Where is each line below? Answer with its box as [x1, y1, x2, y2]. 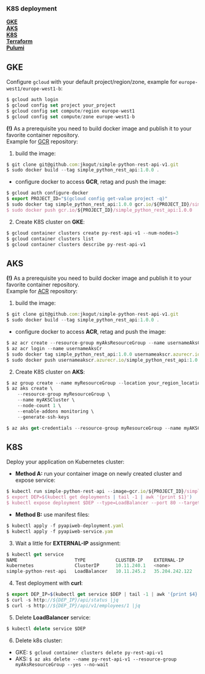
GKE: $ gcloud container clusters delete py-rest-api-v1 [15, 648, 164, 656]
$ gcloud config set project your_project [6, 102, 116, 108]
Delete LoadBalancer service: [15, 613, 91, 621]
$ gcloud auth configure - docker [6, 190, 88, 197]
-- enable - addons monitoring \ [17, 408, 95, 414]
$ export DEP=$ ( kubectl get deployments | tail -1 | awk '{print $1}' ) [6, 494, 192, 500]
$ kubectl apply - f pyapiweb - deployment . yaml [6, 522, 124, 529]
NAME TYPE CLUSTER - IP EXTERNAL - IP [6, 557, 184, 563]
